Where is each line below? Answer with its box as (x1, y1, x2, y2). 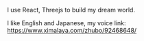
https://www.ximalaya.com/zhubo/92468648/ (7, 27, 137, 34)
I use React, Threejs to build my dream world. (7, 6, 136, 14)
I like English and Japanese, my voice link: (7, 19, 126, 27)
